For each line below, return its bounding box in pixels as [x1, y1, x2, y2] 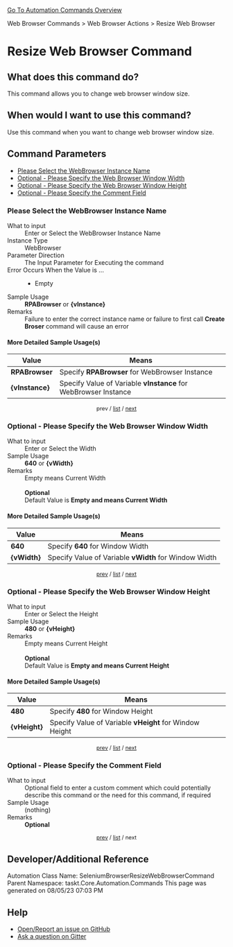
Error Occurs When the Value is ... [7, 266, 104, 274]
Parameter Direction [7, 251, 64, 259]
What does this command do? [7, 71, 139, 82]
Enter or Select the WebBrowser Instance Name [24, 229, 161, 237]
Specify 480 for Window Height [49, 706, 153, 716]
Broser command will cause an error [24, 322, 130, 330]
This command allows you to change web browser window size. [7, 89, 190, 98]
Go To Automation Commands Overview [7, 6, 123, 14]
